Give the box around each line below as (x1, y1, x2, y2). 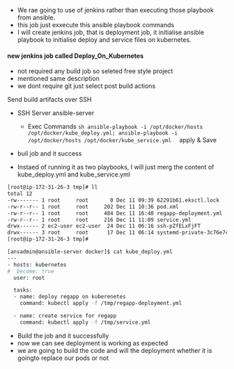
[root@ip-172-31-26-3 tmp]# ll (7, 184, 98, 191)
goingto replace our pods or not (17, 354, 109, 362)
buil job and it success (17, 149, 82, 158)
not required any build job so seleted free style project (17, 67, 173, 75)
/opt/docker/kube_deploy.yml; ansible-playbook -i (27, 130, 178, 137)
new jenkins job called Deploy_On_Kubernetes (7, 52, 144, 60)
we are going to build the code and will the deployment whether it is (17, 346, 212, 354)
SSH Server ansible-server (17, 109, 95, 117)
